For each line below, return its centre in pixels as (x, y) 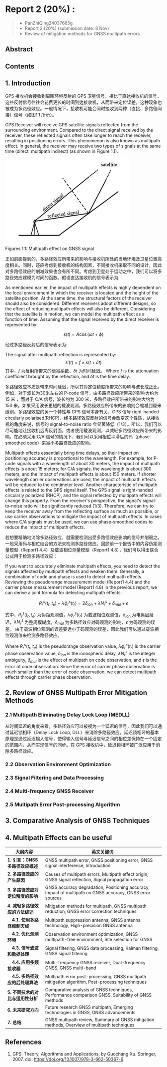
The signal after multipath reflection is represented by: (61, 354)
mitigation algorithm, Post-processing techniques (96, 982)
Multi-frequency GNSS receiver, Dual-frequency (95, 962)
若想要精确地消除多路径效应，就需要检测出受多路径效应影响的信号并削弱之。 (83, 537)
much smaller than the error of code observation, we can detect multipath (81, 672)
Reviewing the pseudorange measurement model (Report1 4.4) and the (78, 582)
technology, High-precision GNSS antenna (89, 925)
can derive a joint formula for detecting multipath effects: (64, 592)
